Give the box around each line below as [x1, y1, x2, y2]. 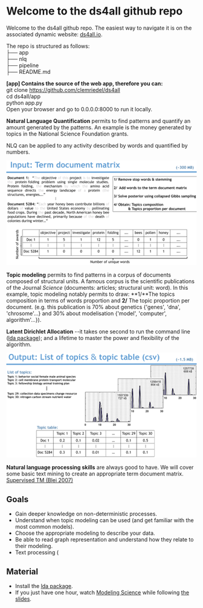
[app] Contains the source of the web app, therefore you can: [6, 80, 163, 87]
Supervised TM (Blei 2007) [6, 477, 74, 484]
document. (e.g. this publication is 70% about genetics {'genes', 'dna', [6, 303, 181, 310]
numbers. [6, 148, 30, 155]
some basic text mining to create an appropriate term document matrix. [6, 470, 184, 477]
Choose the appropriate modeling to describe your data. [14, 529, 155, 537]
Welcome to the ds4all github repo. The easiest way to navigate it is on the [6, 24, 192, 31]
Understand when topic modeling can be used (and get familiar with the [14, 517, 195, 524]
